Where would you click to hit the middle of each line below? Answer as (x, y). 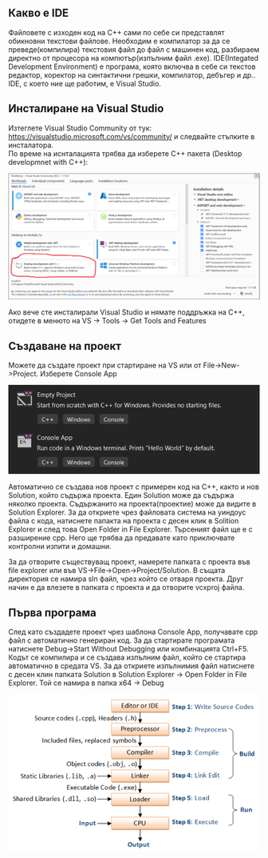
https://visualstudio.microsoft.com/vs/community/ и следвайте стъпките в (132, 136)
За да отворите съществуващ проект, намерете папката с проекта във (129, 562)
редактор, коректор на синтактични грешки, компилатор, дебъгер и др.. (132, 74)
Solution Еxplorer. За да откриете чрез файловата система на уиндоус (127, 512)
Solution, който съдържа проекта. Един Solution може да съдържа (121, 495)
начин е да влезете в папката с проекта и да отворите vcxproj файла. (126, 587)
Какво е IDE (39, 13)
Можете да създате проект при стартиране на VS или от (105, 365)
